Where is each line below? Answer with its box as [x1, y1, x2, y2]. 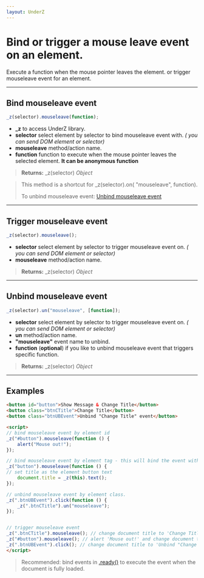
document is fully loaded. [21, 565, 85, 572]
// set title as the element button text [6, 469, 113, 475]
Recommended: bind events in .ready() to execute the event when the [21, 558, 196, 566]
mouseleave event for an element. [6, 74, 92, 82]
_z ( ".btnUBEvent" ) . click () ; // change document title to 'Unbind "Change [6, 541, 197, 548]
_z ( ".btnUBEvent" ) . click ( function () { [6, 497, 107, 503]
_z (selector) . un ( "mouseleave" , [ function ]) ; [6, 307, 121, 313]
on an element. [6, 48, 83, 61]
